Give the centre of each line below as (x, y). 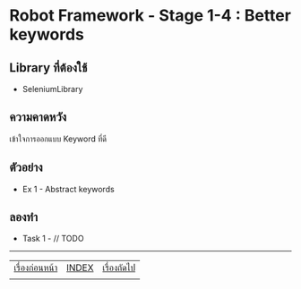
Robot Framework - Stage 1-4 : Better (150, 16)
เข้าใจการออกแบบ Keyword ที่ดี (58, 139)
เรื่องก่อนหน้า (36, 268)
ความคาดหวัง (38, 117)
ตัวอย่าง (26, 168)
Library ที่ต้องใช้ (48, 68)
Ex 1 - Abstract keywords (68, 189)
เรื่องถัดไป (119, 268)
